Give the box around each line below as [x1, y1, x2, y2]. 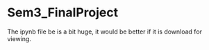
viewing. [7, 34, 31, 42]
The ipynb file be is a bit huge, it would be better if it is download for [7, 27, 203, 36]
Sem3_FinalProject [7, 5, 119, 21]
